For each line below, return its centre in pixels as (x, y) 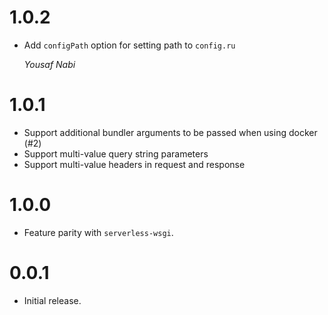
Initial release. (52, 300)
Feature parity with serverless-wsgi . (98, 232)
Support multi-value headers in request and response (134, 164)
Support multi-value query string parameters (116, 153)
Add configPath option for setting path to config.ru (129, 45)
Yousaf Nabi (49, 64)
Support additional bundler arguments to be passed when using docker (170, 132)
